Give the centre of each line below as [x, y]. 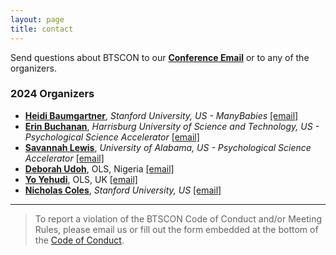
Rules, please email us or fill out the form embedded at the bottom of [176, 229]
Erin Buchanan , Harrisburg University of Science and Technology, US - [172, 126]
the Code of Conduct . [79, 240]
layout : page [37, 19]
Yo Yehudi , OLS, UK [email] [81, 179]
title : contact [42, 29]
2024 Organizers [52, 94]
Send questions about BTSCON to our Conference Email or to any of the [160, 57]
